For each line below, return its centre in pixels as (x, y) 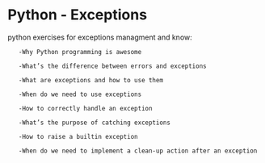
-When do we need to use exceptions (80, 94)
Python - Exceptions (77, 15)
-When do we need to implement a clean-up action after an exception (138, 151)
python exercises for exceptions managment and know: (100, 37)
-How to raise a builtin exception (78, 136)
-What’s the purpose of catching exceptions (95, 123)
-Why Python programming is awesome (80, 52)
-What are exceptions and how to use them (90, 80)
